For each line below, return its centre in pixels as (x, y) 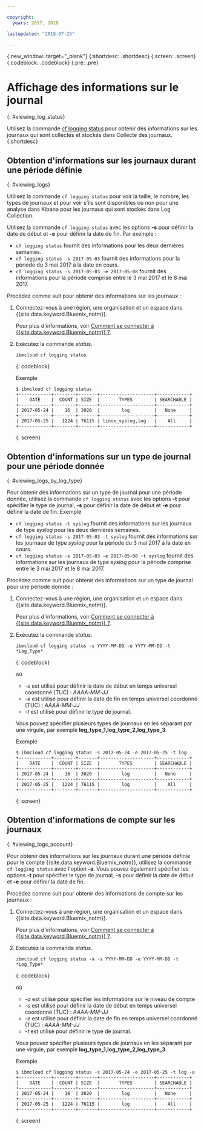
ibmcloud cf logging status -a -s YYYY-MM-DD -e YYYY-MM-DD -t (97, 959)
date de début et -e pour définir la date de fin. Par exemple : (82, 234)
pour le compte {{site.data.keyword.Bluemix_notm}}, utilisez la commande (99, 862)
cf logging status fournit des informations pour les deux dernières (100, 245)
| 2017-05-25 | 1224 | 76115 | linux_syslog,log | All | (104, 421)
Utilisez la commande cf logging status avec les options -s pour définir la (100, 227)
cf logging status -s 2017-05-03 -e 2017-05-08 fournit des (91, 271)
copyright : (21, 17)
